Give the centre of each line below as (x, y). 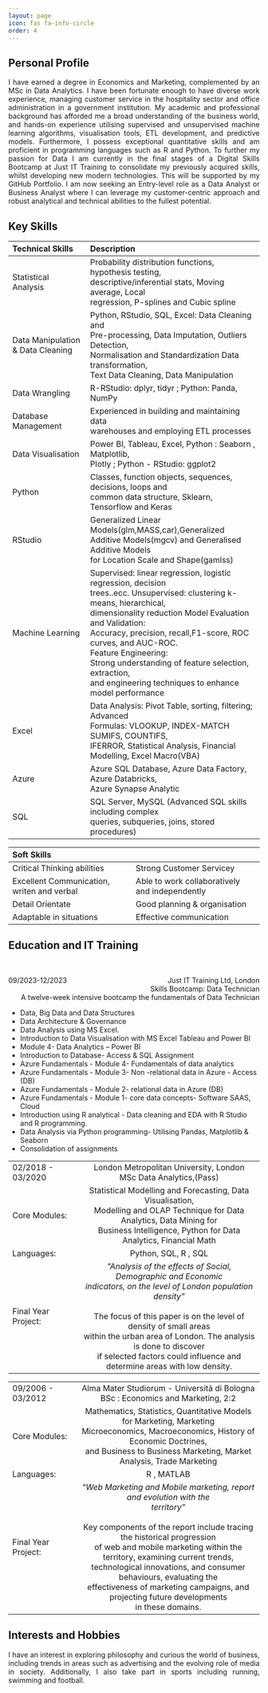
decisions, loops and (129, 487)
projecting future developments (168, 1597)
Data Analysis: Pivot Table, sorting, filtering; (171, 706)
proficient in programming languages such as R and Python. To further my (134, 150)
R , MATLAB (168, 1474)
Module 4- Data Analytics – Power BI (80, 1046)
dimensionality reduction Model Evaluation (170, 613)
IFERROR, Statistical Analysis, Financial (163, 746)
